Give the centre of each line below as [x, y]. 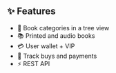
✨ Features [31, 11]
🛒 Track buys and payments [57, 56]
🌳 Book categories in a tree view [63, 28]
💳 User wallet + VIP [46, 46]
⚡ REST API [33, 63]
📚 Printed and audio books [56, 35]
